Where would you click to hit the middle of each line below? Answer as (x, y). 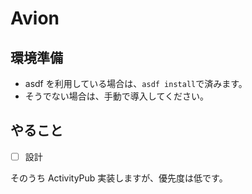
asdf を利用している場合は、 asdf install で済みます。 (136, 83)
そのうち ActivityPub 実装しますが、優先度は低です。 (119, 178)
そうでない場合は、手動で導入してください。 (116, 96)
